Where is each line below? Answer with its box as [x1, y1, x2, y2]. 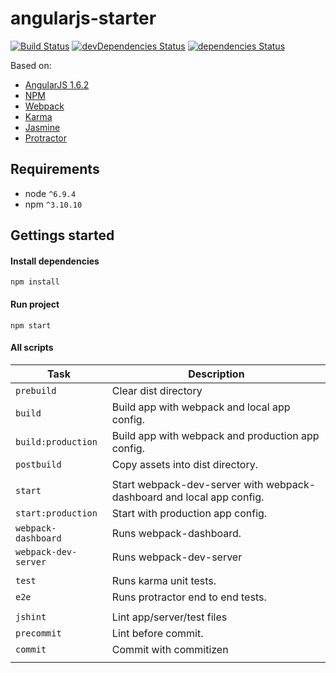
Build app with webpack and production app [111, 428, 320, 442]
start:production [15, 507, 98, 519]
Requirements [10, 161, 100, 178]
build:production [15, 436, 98, 447]
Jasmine [24, 121, 61, 133]
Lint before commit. [111, 626, 204, 640]
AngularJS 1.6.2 [24, 78, 90, 91]
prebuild [15, 385, 57, 396]
